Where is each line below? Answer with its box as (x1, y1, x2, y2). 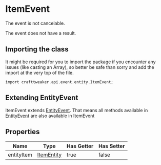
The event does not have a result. (5, 30, 76, 36)
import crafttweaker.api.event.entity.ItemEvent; (5, 79, 114, 85)
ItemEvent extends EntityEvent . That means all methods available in (5, 107, 148, 113)
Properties (5, 127, 40, 136)
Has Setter (98, 142, 125, 150)
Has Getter (66, 142, 94, 150)
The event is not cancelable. (5, 20, 65, 26)
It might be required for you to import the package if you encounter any (5, 59, 156, 65)
